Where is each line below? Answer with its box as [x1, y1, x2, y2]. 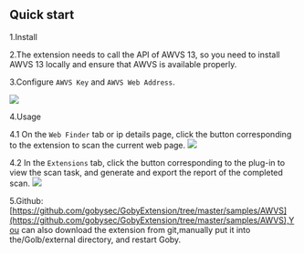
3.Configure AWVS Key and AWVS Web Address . [9, 76, 175, 87]
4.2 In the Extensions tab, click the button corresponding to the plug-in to [9, 157, 286, 168]
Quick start [9, 7, 75, 23]
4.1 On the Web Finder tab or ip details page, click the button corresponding [9, 128, 292, 139]
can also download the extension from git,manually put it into [21, 224, 251, 235]
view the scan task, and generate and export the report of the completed [9, 167, 283, 178]
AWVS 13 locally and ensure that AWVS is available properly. [9, 58, 237, 69]
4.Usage [9, 111, 42, 122]
